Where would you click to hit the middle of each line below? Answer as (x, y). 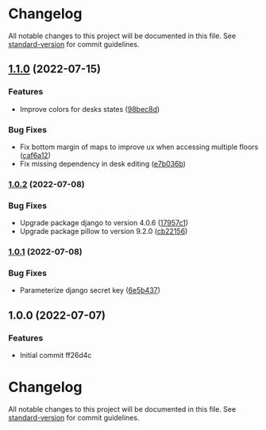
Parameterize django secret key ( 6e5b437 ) (90, 290)
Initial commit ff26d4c (56, 355)
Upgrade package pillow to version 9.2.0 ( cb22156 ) (104, 232)
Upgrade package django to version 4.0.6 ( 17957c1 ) (104, 223)
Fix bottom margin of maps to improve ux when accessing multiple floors (139, 147)
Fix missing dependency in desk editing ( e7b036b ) (103, 163)
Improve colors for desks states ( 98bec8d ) (90, 109)
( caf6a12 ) (35, 155)
